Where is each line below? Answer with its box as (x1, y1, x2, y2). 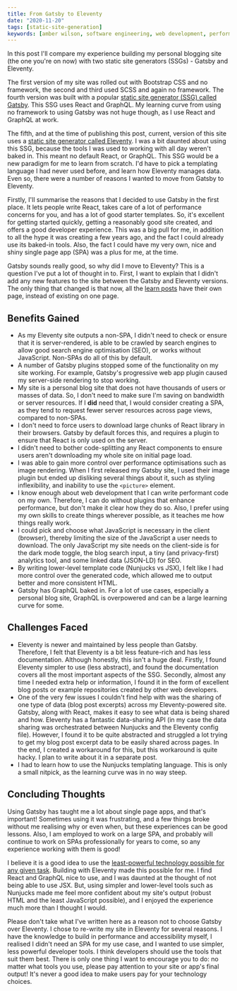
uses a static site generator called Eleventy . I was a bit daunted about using (7, 137, 226, 146)
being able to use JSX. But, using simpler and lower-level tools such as (7, 881, 214, 889)
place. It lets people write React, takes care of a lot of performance (7, 203, 202, 212)
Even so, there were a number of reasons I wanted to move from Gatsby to (7, 174, 224, 183)
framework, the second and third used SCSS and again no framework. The (7, 85, 224, 94)
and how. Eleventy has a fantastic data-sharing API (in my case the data (17, 715, 227, 724)
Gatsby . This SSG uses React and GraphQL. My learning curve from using (7, 100, 221, 109)
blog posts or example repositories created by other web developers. (17, 685, 219, 694)
